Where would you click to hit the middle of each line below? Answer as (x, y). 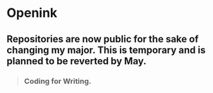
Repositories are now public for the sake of (103, 39)
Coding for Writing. (57, 81)
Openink (32, 13)
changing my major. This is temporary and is (106, 50)
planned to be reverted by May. (77, 61)
